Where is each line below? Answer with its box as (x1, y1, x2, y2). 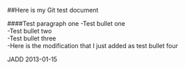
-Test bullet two (7, 27, 52, 35)
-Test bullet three (7, 34, 56, 43)
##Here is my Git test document (7, 6, 99, 14)
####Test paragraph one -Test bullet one (7, 20, 126, 27)
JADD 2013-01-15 (7, 55, 58, 63)
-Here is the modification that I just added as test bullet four (7, 42, 179, 49)
